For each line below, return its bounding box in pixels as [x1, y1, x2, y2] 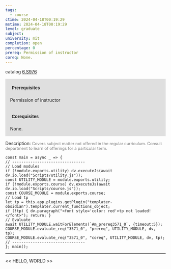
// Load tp [5, 195, 28, 200]
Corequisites [12, 114, 39, 120]
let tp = [5, 200, 24, 205]
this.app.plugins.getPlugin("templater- [25, 200, 113, 205]
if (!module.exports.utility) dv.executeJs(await [5, 169, 113, 174]
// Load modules [5, 164, 40, 169]
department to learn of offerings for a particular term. [5, 146, 108, 151]
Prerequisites [12, 85, 40, 91]
